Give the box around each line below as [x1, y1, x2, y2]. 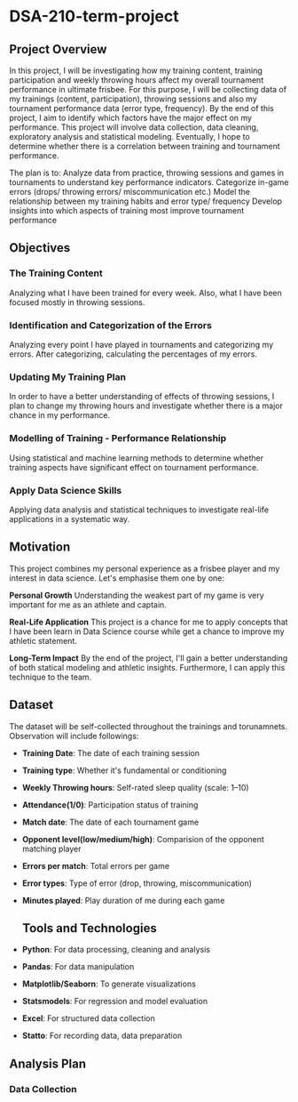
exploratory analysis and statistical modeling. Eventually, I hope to [9, 132, 250, 141]
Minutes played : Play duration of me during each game [21, 895, 225, 905]
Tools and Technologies [21, 921, 157, 936]
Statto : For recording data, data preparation [21, 1030, 183, 1042]
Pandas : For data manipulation [21, 961, 135, 972]
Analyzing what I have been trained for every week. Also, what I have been [9, 287, 282, 298]
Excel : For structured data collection [21, 1013, 155, 1024]
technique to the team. [9, 672, 92, 682]
